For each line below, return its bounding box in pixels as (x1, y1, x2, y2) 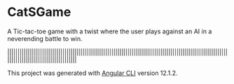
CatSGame (7, 4, 71, 20)
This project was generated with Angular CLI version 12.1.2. (7, 69, 178, 77)
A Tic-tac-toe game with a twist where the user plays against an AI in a (7, 27, 212, 35)
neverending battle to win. (7, 34, 83, 42)
